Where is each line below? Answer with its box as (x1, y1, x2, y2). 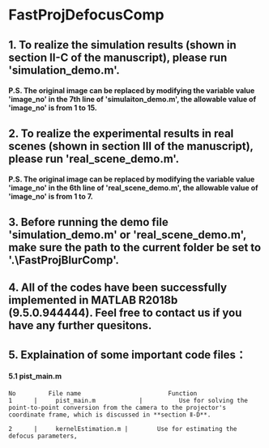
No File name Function (8, 389, 198, 398)
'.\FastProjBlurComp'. (8, 253, 120, 267)
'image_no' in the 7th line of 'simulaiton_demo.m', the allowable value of (8, 95, 257, 105)
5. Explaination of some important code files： (8, 348, 247, 362)
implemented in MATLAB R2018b (8, 293, 178, 307)
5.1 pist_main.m (8, 371, 62, 381)
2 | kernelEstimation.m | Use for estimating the (8, 425, 237, 433)
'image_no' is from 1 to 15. (8, 103, 97, 113)
